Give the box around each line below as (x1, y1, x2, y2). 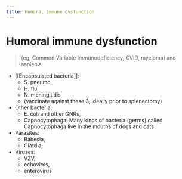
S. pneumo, (23, 78, 53, 85)
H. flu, (23, 85, 39, 92)
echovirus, (23, 161, 50, 168)
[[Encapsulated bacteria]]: (14, 72, 79, 79)
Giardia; (23, 141, 44, 149)
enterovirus (23, 167, 52, 174)
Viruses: (14, 148, 36, 155)
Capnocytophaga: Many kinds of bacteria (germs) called (23, 116, 163, 124)
